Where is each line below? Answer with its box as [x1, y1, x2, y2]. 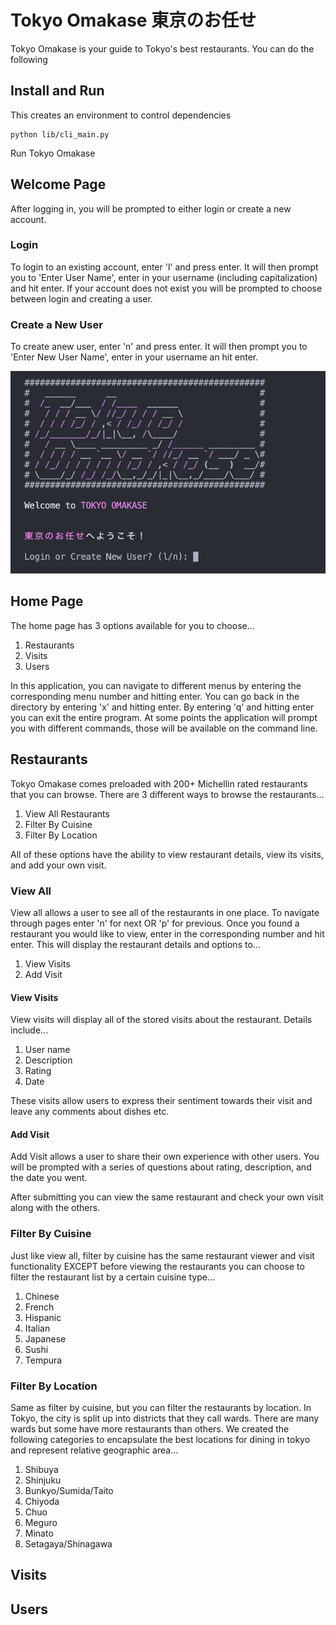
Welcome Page [10, 176, 107, 193]
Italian [24, 1322, 51, 1334]
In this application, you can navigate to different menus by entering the [10, 679, 302, 691]
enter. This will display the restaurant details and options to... [10, 938, 261, 950]
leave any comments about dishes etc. [10, 1106, 170, 1118]
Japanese [24, 1332, 67, 1345]
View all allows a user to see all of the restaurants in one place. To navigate [10, 906, 320, 918]
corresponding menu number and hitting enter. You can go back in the [10, 690, 300, 702]
